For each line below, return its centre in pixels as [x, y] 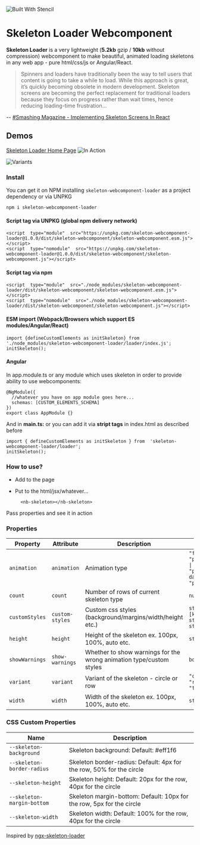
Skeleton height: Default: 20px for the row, [128, 779]
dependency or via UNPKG [39, 197]
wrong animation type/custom [127, 660]
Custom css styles [111, 610]
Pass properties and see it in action [49, 513]
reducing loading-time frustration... [64, 105]
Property [27, 544]
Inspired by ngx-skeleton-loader [46, 835]
